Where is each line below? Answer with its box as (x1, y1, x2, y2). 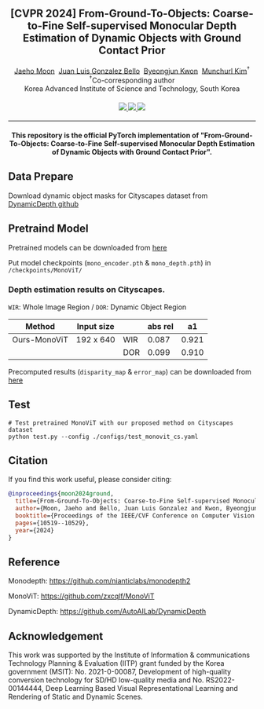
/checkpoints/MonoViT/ (8, 266, 82, 274)
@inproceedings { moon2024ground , (8, 490, 114, 498)
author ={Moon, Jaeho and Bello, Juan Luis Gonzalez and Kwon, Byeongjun (15, 505, 258, 513)
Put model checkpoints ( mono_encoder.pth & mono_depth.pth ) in (8, 258, 211, 267)
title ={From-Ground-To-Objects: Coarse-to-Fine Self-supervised (15, 497, 230, 506)
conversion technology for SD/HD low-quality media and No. (8, 675, 204, 685)
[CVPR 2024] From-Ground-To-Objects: (10, 7, 211, 20)
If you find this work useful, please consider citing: (8, 475, 172, 484)
